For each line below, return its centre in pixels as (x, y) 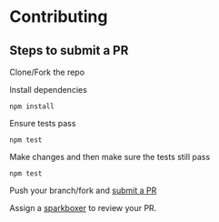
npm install (32, 106)
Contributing (59, 17)
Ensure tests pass (43, 123)
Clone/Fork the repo (47, 72)
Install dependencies (49, 90)
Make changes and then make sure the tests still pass (110, 157)
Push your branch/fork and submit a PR (83, 190)
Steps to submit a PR (69, 50)
